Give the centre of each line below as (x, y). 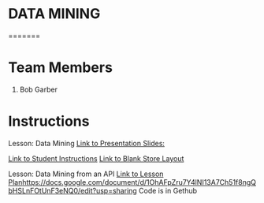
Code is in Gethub (168, 190)
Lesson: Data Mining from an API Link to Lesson (86, 174)
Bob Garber (38, 89)
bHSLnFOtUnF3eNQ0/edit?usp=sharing (73, 190)
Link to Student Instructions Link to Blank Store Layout (96, 158)
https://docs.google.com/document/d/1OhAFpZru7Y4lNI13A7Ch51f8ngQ (139, 182)
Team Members (60, 68)
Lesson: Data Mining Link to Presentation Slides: (87, 143)
